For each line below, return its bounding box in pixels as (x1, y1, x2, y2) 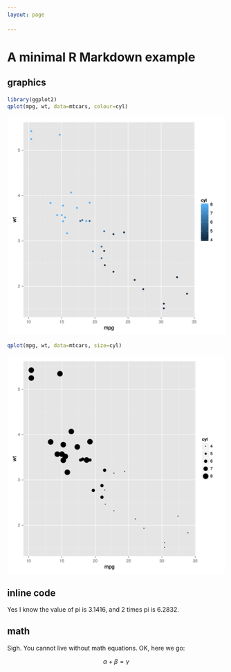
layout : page (7, 11, 45, 18)
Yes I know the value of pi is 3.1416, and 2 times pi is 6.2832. (7, 605, 180, 613)
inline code (7, 587, 56, 599)
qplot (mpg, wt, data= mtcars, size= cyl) (7, 342, 122, 349)
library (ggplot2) (7, 96, 57, 103)
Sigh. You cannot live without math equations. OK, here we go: (7, 644, 185, 652)
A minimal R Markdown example (7, 49, 196, 65)
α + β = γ (102, 657, 130, 665)
